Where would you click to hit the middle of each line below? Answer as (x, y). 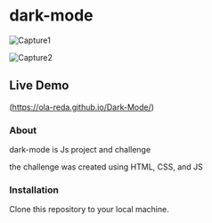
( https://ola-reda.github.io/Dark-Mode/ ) (82, 107)
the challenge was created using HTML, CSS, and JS (106, 167)
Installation (34, 190)
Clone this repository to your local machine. (89, 210)
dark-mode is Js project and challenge (80, 150)
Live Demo (39, 86)
